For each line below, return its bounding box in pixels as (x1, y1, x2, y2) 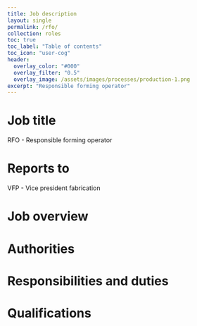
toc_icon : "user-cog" (7, 50, 71, 57)
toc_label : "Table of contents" (7, 43, 102, 50)
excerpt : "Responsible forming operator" (7, 82, 131, 89)
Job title (7, 113, 56, 129)
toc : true (7, 37, 37, 44)
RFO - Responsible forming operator (7, 136, 113, 144)
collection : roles (7, 30, 61, 37)
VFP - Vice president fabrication (7, 184, 101, 192)
